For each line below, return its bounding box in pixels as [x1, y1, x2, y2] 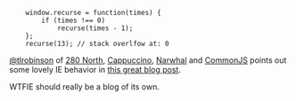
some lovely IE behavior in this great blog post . [9, 65, 181, 74]
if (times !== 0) [41, 16, 105, 25]
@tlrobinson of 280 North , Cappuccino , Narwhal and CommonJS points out [9, 55, 287, 66]
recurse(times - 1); [56, 24, 134, 33]
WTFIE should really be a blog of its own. [9, 82, 160, 92]
